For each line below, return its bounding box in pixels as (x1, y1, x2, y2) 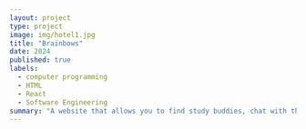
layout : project (9, 13, 71, 23)
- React (17, 89, 47, 98)
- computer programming (17, 73, 107, 82)
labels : (9, 64, 39, 74)
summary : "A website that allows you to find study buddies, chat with (9, 106, 287, 115)
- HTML (17, 81, 43, 90)
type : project (9, 22, 64, 31)
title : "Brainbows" (9, 38, 84, 48)
